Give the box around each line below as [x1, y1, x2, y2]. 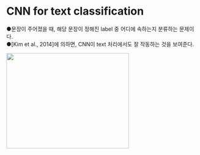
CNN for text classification [6, 4, 144, 18]
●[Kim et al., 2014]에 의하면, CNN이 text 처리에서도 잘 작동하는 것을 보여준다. [6, 40, 194, 48]
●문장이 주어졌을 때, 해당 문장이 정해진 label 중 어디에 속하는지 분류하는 [6, 25, 179, 32]
